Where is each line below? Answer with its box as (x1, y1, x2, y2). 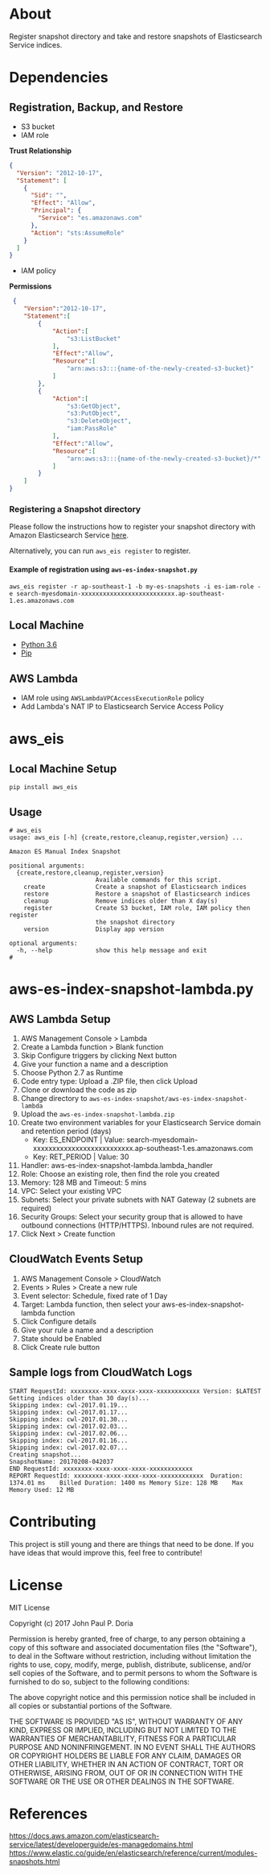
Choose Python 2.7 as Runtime (20, 1068, 124, 1077)
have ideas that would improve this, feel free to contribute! (9, 1548, 202, 1557)
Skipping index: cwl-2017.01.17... (9, 1408, 129, 1416)
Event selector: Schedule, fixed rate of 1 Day (20, 1290, 168, 1300)
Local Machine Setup (9, 762, 117, 775)
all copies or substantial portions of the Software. (9, 1701, 172, 1710)
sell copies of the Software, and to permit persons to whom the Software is (9, 1668, 258, 1677)
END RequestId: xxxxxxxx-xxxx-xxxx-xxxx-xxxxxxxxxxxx (9, 1465, 194, 1473)
